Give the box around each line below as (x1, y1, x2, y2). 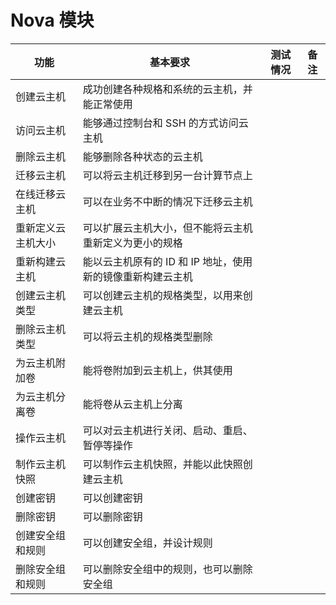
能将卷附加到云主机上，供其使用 (82, 363, 233, 377)
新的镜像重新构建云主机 (82, 269, 193, 283)
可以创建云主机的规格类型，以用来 (82, 288, 243, 302)
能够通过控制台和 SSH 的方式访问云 (82, 116, 249, 130)
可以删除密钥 (82, 509, 143, 523)
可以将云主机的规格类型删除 (82, 329, 213, 343)
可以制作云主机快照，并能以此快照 (82, 457, 243, 471)
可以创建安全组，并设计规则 (82, 536, 213, 550)
